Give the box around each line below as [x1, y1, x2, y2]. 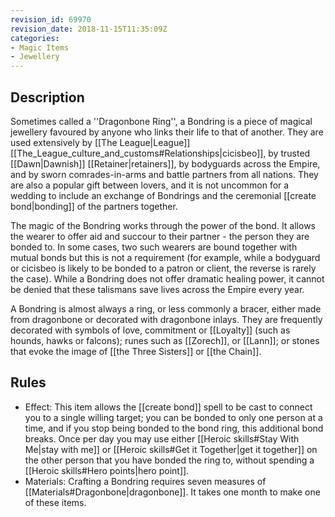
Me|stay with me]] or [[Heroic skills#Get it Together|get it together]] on [24, 443, 318, 455]
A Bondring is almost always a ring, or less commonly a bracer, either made [10, 302, 322, 315]
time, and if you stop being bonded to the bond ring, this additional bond [24, 422, 324, 434]
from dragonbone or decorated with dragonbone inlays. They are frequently [10, 313, 323, 325]
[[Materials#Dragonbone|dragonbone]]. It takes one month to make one [24, 486, 321, 498]
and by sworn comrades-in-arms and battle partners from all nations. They [10, 168, 319, 180]
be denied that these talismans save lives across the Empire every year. [10, 283, 305, 295]
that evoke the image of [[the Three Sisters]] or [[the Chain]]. [10, 345, 262, 357]
